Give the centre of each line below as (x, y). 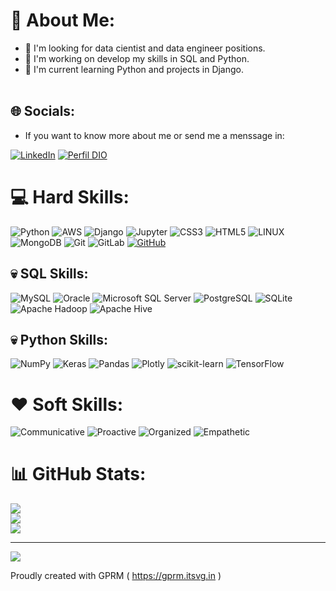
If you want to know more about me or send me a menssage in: (154, 135)
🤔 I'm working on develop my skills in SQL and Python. (137, 58)
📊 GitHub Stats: (78, 474)
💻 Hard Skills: (70, 196)
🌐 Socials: (43, 111)
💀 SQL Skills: (49, 274)
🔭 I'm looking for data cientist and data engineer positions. (145, 48)
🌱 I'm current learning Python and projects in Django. (134, 69)
